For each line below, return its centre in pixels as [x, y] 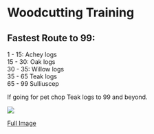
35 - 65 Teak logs [32, 76]
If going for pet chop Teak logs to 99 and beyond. [77, 97]
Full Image [22, 123]
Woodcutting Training [71, 13]
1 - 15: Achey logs [32, 54]
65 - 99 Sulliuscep [33, 83]
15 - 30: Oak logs [31, 62]
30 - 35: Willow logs [35, 69]
